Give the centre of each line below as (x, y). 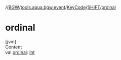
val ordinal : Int (20, 52)
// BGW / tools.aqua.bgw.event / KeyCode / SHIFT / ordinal (61, 7)
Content (14, 47)
